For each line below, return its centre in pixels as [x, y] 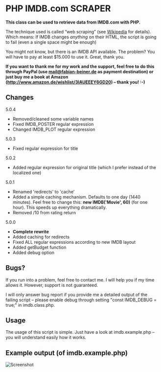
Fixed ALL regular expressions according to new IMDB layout [74, 242]
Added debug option [33, 252]
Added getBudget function [39, 247]
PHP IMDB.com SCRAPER [58, 9]
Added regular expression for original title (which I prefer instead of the [84, 167]
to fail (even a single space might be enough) [51, 42]
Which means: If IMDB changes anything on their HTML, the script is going [81, 37]
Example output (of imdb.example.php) [67, 353]
